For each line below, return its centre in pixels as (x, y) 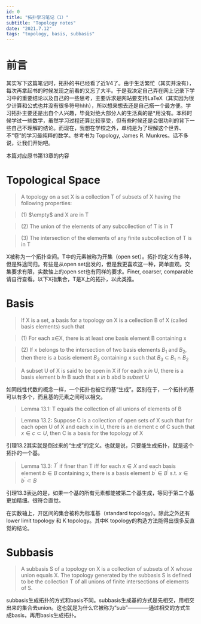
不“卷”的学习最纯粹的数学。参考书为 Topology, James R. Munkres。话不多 (98, 136)
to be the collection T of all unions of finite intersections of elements (105, 582)
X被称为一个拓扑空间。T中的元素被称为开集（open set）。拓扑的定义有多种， (100, 257)
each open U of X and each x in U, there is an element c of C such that (108, 427)
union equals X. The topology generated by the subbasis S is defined (106, 576)
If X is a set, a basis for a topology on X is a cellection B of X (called (104, 320)
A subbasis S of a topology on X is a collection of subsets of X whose (106, 569)
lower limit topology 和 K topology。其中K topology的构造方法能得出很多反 (98, 520)
